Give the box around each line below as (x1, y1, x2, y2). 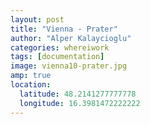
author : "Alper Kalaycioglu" (10, 33, 132, 43)
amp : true (10, 71, 52, 81)
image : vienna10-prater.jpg (10, 61, 128, 71)
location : (10, 80, 52, 90)
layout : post (10, 14, 65, 25)
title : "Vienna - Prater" (10, 24, 118, 34)
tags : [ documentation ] (10, 52, 105, 62)
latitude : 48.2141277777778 (19, 89, 137, 99)
